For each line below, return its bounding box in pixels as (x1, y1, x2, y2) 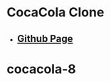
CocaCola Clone (6, 4, 105, 21)
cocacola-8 (6, 61, 76, 77)
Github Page (16, 33, 73, 45)
